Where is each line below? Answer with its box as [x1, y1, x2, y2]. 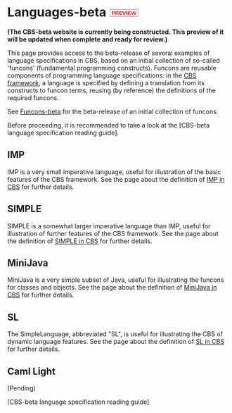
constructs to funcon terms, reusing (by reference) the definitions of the [7, 86, 217, 94]
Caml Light [7, 365, 56, 377]
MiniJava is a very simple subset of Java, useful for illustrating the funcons [7, 276, 224, 284]
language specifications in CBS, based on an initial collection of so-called [7, 56, 220, 64]
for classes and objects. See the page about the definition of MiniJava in [7, 283, 217, 292]
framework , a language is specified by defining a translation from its [7, 78, 205, 87]
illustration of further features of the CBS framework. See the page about [7, 229, 219, 238]
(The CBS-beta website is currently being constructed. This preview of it [7, 27, 224, 36]
